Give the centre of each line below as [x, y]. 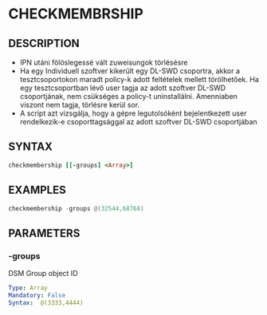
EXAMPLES [37, 190]
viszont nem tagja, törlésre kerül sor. [80, 105]
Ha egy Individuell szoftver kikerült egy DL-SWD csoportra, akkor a [130, 71]
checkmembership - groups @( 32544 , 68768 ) [77, 208]
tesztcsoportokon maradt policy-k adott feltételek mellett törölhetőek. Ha [139, 79]
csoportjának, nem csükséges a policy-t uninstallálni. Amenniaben [128, 96]
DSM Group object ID [43, 274]
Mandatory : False [37, 295]
